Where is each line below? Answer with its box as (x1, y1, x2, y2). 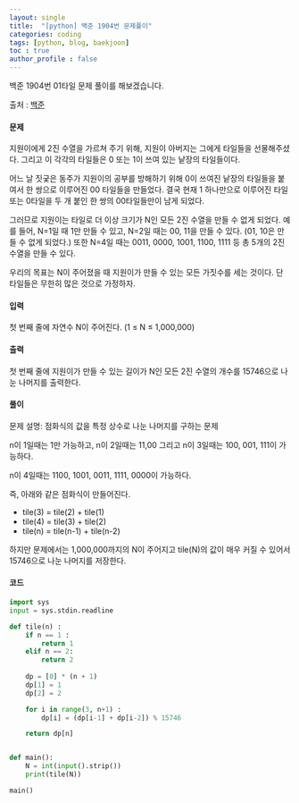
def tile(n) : (9, 622, 62, 631)
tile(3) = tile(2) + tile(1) (21, 506, 105, 517)
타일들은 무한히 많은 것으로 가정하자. (9, 278, 136, 289)
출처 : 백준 (9, 99, 46, 110)
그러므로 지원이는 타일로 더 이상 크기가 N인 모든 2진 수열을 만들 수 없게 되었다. (9, 215, 281, 225)
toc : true (9, 46, 50, 55)
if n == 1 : (25, 630, 70, 639)
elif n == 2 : (25, 647, 74, 656)
